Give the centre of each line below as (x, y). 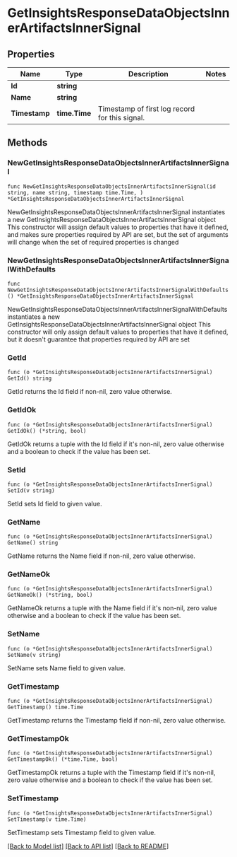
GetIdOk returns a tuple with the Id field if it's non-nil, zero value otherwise (116, 444)
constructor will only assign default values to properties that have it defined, (118, 332)
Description (148, 74)
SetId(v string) (31, 490)
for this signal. (121, 118)
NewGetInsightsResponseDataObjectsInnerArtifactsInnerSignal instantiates (116, 212)
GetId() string (30, 379)
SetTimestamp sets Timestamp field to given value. (82, 832)
